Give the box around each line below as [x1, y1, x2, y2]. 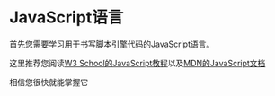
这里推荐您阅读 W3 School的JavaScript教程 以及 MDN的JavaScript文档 [9, 57, 266, 68]
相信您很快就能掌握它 [9, 76, 88, 87]
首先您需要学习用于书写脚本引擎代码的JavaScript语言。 [9, 39, 215, 49]
